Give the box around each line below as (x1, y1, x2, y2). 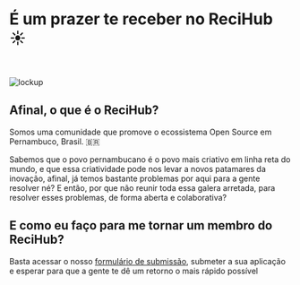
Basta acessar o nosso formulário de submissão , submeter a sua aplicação (9, 255, 287, 266)
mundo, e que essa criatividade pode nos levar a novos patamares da (9, 163, 266, 174)
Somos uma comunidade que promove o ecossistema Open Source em (9, 126, 272, 137)
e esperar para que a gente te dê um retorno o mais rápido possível (9, 265, 258, 276)
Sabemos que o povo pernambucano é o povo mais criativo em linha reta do (9, 153, 291, 165)
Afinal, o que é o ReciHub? (9, 103, 159, 118)
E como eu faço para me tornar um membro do (9, 218, 273, 233)
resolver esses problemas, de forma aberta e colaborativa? (9, 192, 227, 203)
